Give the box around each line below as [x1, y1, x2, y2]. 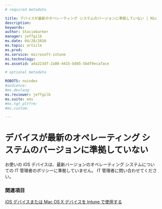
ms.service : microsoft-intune [5, 52, 66, 57]
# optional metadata [5, 70, 47, 75]
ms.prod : [5, 47, 23, 52]
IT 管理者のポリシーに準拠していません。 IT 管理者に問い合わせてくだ [14, 168, 153, 174]
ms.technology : [5, 56, 36, 61]
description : [5, 20, 31, 25]
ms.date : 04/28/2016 [5, 38, 47, 44]
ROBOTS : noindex [5, 79, 38, 84]
